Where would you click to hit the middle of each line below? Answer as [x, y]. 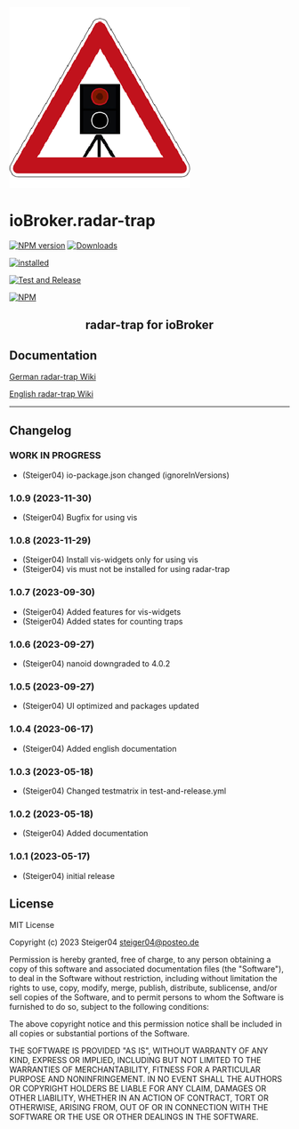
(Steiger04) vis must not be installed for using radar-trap [125, 569]
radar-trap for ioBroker [149, 325]
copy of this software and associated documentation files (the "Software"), [147, 969]
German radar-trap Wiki [53, 377]
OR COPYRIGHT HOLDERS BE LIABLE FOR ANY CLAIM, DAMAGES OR [138, 1089]
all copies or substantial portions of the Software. [99, 1034]
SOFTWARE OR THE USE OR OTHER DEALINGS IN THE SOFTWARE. [134, 1117]
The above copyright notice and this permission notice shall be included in [145, 1024]
